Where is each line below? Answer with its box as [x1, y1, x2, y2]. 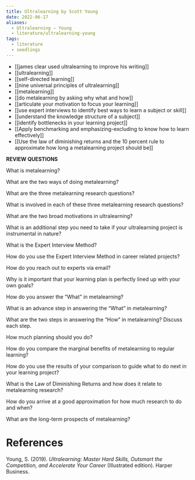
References [6, 436, 63, 449]
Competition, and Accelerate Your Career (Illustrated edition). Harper [6, 462, 173, 469]
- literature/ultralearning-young [11, 31, 95, 36]
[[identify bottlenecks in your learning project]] [14, 119, 128, 126]
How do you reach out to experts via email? [6, 264, 111, 271]
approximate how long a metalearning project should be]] [14, 144, 153, 151]
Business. [6, 468, 30, 475]
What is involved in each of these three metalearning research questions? [6, 201, 184, 208]
